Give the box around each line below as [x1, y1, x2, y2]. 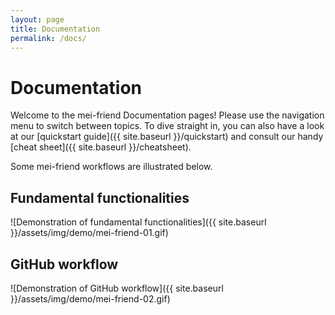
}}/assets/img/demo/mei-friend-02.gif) [10, 292, 171, 305]
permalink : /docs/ [10, 33, 87, 43]
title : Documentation [10, 24, 101, 34]
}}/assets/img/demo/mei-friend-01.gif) [10, 227, 169, 239]
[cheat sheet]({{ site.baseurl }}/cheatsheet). [10, 141, 192, 153]
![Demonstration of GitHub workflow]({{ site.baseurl [10, 282, 224, 294]
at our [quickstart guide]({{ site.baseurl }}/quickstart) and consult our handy [10, 131, 324, 143]
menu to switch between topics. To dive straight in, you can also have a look [10, 120, 325, 132]
